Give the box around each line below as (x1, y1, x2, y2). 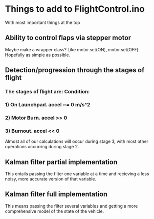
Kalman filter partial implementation (5, 158, 118, 166)
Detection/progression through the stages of (5, 66, 145, 74)
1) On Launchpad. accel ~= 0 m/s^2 (5, 101, 90, 108)
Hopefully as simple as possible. (5, 52, 70, 58)
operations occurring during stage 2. (5, 144, 79, 150)
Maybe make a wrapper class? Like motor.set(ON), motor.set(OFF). (5, 46, 140, 52)
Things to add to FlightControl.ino (5, 3, 145, 15)
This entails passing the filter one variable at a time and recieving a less (5, 171, 149, 177)
